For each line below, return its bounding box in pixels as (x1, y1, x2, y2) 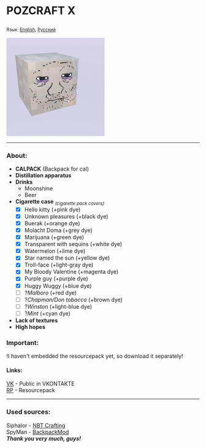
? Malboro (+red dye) (24, 289, 77, 296)
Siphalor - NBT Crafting (6, 422, 66, 429)
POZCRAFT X (6, 4, 75, 18)
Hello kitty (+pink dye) (24, 206, 81, 213)
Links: (6, 366, 23, 374)
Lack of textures (15, 317, 58, 324)
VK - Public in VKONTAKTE (6, 380, 75, 387)
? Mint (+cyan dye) (24, 309, 71, 317)
